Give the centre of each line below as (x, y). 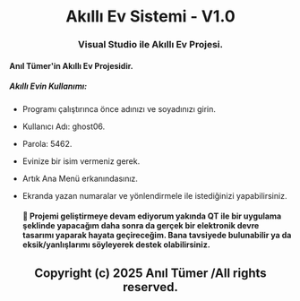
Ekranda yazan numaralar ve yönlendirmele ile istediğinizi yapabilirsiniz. (154, 195)
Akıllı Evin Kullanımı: (48, 86)
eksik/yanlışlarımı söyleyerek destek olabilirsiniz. (116, 245)
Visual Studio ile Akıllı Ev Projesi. (150, 45)
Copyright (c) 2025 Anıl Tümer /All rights (150, 273)
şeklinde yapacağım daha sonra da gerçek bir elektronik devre (141, 226)
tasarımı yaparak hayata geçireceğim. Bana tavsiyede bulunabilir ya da (157, 236)
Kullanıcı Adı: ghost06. (64, 126)
